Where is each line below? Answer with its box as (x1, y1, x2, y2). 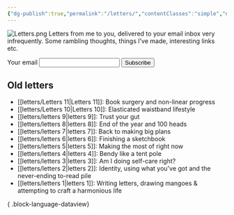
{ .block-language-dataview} (7, 200, 90, 209)
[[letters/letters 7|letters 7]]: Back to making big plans (17, 127, 171, 136)
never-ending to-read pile (17, 172, 92, 180)
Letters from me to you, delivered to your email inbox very (48, 29, 215, 38)
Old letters (7, 79, 54, 91)
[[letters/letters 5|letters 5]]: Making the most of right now (17, 142, 184, 150)
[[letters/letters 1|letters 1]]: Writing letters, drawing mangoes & (17, 179, 198, 188)
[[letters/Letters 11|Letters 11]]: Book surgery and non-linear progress (17, 98, 216, 106)
